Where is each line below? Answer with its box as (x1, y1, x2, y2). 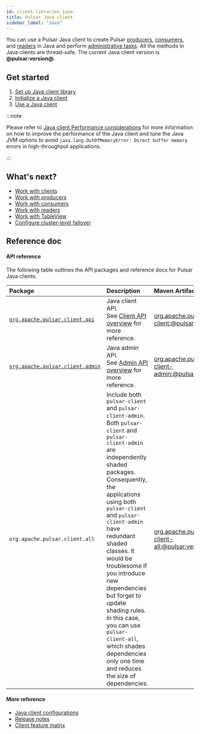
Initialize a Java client (14, 95, 68, 102)
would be (106, 554, 133, 563)
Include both (106, 391, 142, 399)
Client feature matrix (14, 721, 65, 729)
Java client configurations (14, 709, 79, 716)
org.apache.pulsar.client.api (9, 316, 95, 323)
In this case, (106, 614, 140, 622)
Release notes (14, 715, 50, 722)
